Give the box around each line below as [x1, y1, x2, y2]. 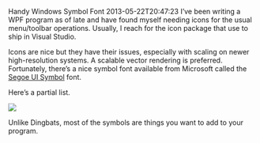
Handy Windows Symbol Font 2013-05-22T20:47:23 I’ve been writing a [8, 7, 241, 16]
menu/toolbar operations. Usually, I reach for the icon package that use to [8, 24, 249, 32]
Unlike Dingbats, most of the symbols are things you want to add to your [8, 118, 243, 127]
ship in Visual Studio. [8, 32, 77, 41]
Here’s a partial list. [8, 88, 71, 97]
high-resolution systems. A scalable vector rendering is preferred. [8, 55, 223, 65]
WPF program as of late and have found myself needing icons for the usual [8, 15, 253, 24]
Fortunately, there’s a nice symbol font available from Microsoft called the [8, 64, 247, 73]
